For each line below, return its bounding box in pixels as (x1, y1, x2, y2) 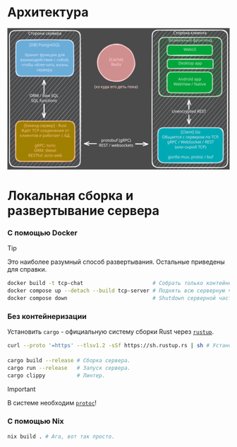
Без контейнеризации (7, 311, 87, 321)
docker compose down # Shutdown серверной (7, 295, 217, 302)
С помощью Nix (7, 416, 64, 426)
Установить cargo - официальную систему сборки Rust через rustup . (7, 327, 214, 336)
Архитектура (7, 4, 90, 21)
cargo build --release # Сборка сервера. (7, 357, 131, 364)
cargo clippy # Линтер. (7, 372, 106, 379)
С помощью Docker (7, 228, 78, 238)
